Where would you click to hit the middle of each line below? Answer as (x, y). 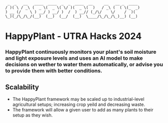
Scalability (22, 87)
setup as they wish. (33, 115)
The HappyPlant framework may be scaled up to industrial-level (78, 99)
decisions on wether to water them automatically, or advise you (84, 65)
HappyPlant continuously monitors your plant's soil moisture (81, 52)
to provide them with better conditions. (54, 71)
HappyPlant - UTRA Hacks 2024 (73, 36)
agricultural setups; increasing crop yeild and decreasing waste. (79, 104)
